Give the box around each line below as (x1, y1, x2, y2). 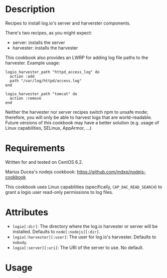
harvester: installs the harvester (12, 45, 78, 51)
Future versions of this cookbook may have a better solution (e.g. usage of (5, 119, 159, 126)
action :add (10, 74, 35, 79)
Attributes (5, 207, 49, 218)
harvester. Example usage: (5, 60, 60, 66)
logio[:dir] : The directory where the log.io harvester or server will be (12, 223, 158, 229)
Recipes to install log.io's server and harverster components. (5, 20, 131, 26)
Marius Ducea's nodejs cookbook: (5, 169, 76, 175)
